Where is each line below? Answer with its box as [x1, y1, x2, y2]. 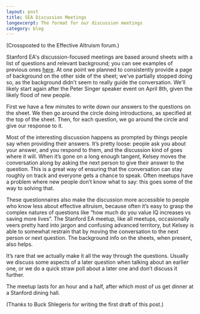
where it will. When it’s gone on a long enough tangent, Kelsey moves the [6, 153, 186, 160]
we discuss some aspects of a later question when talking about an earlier [6, 258, 189, 266]
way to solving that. [6, 185, 55, 192]
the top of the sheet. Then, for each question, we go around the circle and [6, 116, 188, 123]
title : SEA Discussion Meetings [6, 14, 87, 20]
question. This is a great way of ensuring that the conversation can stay [6, 166, 183, 173]
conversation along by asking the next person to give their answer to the [6, 159, 184, 166]
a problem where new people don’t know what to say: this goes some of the [6, 178, 193, 185]
